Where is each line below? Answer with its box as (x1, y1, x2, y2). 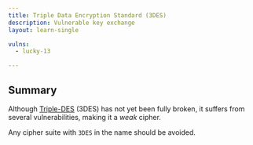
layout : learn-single (8, 26, 79, 34)
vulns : (8, 40, 30, 48)
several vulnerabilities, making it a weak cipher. (8, 112, 161, 121)
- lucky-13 (15, 48, 51, 56)
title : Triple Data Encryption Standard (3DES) (8, 11, 167, 20)
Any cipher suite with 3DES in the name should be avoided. (8, 127, 196, 137)
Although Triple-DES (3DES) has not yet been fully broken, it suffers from (8, 103, 245, 114)
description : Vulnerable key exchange (8, 19, 135, 27)
